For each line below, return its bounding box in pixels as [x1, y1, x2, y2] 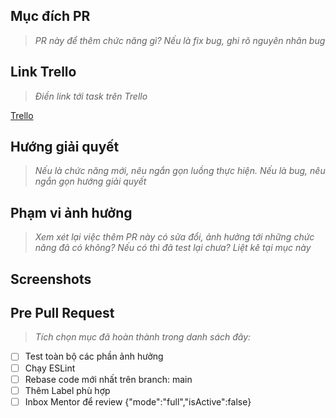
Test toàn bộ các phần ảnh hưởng [24, 350, 164, 363]
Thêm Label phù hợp [24, 384, 111, 396]
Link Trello [10, 64, 77, 81]
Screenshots [10, 270, 92, 288]
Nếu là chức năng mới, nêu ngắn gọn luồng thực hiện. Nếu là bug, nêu [34, 165, 326, 177]
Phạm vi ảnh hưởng [10, 204, 133, 221]
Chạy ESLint [24, 362, 76, 374]
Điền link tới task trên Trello [34, 90, 148, 102]
